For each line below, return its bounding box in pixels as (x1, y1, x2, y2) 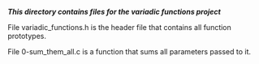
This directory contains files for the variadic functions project (7, 7, 221, 16)
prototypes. (7, 32, 46, 41)
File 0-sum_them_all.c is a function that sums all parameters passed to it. (7, 47, 252, 56)
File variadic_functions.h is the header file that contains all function (7, 23, 232, 32)
